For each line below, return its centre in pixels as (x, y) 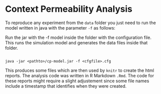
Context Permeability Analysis (69, 9)
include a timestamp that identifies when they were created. (66, 86)
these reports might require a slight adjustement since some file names (77, 81)
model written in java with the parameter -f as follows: (60, 28)
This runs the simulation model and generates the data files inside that (76, 42)
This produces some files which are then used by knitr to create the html (80, 70)
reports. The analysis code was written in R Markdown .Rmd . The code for (80, 75)
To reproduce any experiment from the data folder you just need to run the (80, 23)
